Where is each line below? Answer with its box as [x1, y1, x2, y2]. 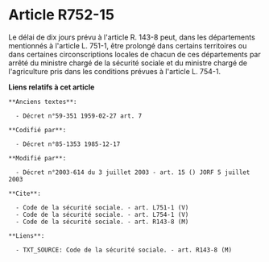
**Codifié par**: [8, 126, 67, 134]
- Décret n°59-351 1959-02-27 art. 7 [15, 111, 143, 120]
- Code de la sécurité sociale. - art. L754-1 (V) [15, 210, 189, 218]
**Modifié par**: [8, 154, 67, 162]
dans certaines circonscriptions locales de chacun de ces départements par [8, 49, 261, 59]
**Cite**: [8, 189, 42, 198]
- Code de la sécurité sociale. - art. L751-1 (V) [15, 203, 189, 211]
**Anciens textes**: [8, 98, 78, 106]
